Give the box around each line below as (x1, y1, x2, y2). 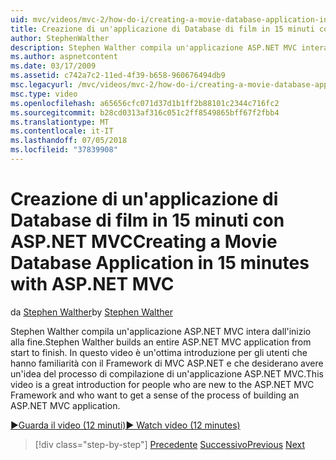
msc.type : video (10, 89, 78, 99)
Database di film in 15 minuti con (10, 209, 285, 232)
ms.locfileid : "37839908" (10, 145, 118, 155)
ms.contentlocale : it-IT (10, 126, 114, 136)
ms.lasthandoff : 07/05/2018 (10, 136, 128, 146)
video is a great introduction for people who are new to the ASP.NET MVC (10, 378, 315, 390)
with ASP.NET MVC (10, 273, 175, 296)
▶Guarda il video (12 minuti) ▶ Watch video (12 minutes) (10, 419, 241, 431)
